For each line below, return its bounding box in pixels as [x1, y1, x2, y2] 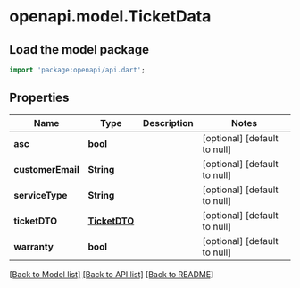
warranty [13, 240, 54, 252]
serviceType [13, 189, 68, 201]
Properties [9, 90, 70, 106]
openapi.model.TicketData [9, 6, 212, 27]
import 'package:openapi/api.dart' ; [9, 65, 146, 74]
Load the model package [9, 42, 150, 57]
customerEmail [13, 163, 80, 175]
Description [142, 116, 194, 129]
